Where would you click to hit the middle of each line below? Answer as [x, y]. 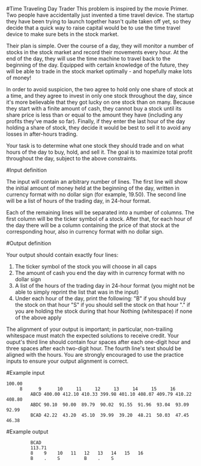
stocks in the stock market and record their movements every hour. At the [97, 52]
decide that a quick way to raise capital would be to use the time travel [94, 28]
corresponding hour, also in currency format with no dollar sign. [85, 231]
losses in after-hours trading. [42, 134]
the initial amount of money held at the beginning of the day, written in [93, 188]
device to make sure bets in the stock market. [62, 34]
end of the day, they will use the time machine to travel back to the [88, 59]
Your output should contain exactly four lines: [62, 255]
